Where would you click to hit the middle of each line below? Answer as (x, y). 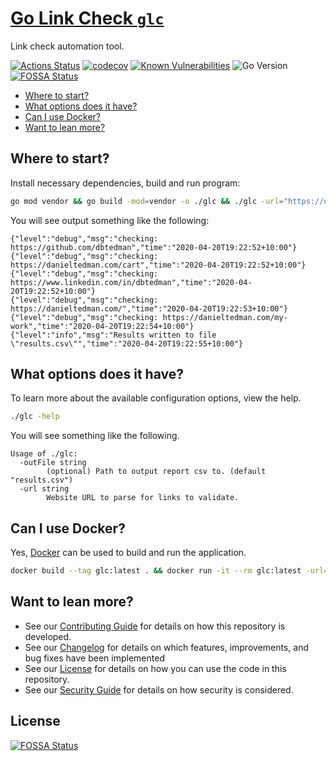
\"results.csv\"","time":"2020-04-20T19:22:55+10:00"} (127, 343)
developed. (48, 636)
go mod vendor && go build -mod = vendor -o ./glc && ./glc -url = (147, 201)
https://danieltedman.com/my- (225, 317)
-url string (44, 489)
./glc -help (35, 417)
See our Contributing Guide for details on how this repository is (155, 626)
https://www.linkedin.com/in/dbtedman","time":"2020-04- (131, 282)
